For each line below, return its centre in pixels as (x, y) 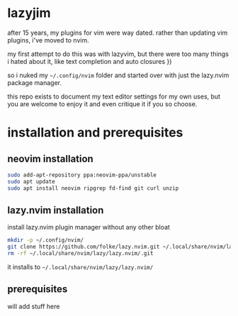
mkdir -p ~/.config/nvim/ (45, 240)
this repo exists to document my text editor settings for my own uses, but (114, 96)
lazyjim (29, 13)
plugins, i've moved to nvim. (49, 40)
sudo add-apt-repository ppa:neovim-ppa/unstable (82, 175)
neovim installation (50, 158)
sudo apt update (31, 181)
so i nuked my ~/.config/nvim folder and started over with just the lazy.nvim (118, 75)
